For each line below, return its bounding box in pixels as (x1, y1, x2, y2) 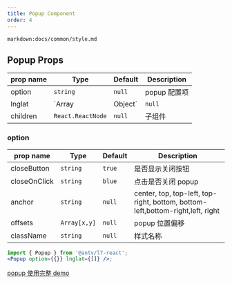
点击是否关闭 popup (134, 177, 199, 187)
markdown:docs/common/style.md (7, 35, 97, 42)
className (10, 231, 47, 240)
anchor (10, 197, 34, 207)
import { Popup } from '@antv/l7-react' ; (7, 249, 128, 256)
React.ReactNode (53, 112, 107, 120)
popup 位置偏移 (134, 218, 185, 228)
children (10, 111, 37, 121)
